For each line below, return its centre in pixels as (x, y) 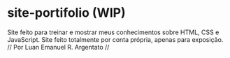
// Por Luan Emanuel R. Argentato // (58, 47)
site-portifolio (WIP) (66, 13)
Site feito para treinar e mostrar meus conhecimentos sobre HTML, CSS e (113, 32)
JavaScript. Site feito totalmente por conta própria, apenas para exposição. (115, 39)
